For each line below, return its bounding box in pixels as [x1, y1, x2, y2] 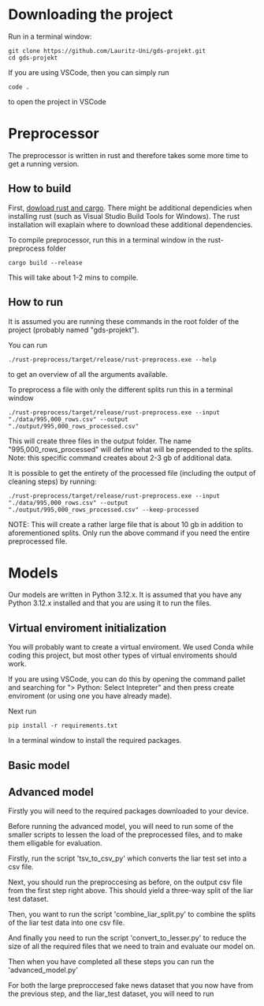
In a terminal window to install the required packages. [8, 736, 182, 745]
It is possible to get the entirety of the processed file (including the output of [8, 468, 256, 477]
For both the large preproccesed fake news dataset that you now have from [8, 981, 254, 990]
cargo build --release [8, 258, 83, 266]
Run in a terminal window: [8, 32, 92, 41]
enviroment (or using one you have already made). [8, 691, 172, 701]
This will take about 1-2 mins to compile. [8, 273, 139, 282]
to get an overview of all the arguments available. [8, 369, 168, 379]
